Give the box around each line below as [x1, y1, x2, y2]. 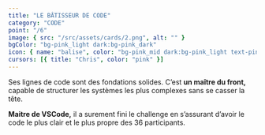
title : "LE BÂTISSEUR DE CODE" [8, 11, 111, 20]
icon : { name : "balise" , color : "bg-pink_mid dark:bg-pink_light [8, 48, 227, 56]
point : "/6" [8, 26, 47, 34]
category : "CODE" [8, 19, 65, 27]
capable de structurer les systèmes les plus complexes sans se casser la [8, 85, 245, 95]
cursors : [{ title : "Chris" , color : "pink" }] [8, 56, 164, 64]
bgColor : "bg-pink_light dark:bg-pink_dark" [8, 41, 157, 49]
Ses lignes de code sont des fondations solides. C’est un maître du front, [8, 77, 247, 87]
